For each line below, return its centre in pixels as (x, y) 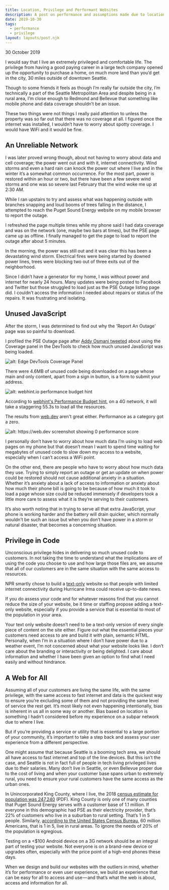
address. (14, 382)
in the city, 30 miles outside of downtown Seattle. (56, 78)
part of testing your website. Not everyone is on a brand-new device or (79, 847)
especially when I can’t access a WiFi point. (50, 457)
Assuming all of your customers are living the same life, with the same (78, 690)
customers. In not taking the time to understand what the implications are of (84, 558)
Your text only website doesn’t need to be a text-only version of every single (84, 625)
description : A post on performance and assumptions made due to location (85, 15)
